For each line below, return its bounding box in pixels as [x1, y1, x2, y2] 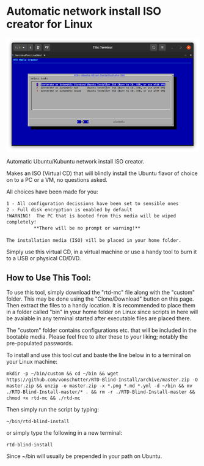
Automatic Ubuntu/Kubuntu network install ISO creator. [6, 158, 145, 165]
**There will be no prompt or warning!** [33, 225, 140, 231]
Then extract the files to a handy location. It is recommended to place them [6, 302, 195, 309]
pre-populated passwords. [6, 340, 73, 347]
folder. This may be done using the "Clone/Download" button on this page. [6, 295, 194, 303]
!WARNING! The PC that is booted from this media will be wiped [6, 213, 176, 219]
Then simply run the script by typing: [6, 406, 100, 413]
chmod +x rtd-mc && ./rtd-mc [6, 395, 81, 402]
